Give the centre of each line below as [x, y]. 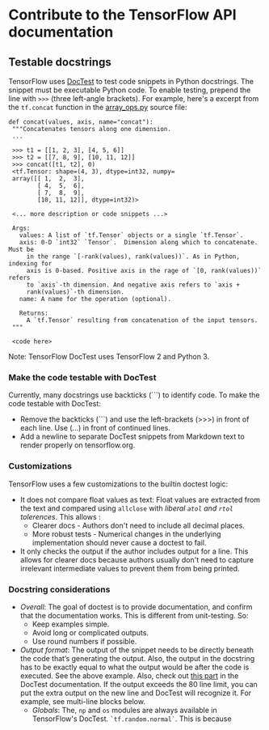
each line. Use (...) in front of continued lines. [95, 428]
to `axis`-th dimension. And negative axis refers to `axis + [133, 285]
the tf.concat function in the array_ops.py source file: [98, 107]
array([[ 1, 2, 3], [48, 179]
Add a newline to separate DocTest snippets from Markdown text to [132, 437]
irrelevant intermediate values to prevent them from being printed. [130, 568]
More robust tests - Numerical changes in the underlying [126, 534]
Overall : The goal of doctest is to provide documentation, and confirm [136, 607]
